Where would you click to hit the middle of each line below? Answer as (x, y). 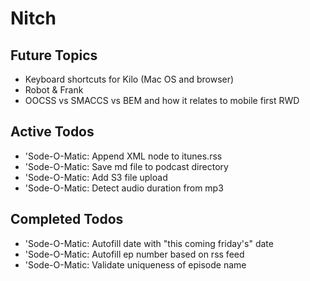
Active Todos (52, 132)
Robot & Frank (54, 90)
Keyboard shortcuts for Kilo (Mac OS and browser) (129, 79)
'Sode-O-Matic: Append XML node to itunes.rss (123, 156)
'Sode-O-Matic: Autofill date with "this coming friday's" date (149, 243)
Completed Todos (67, 219)
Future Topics (54, 55)
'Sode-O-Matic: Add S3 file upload (96, 177)
